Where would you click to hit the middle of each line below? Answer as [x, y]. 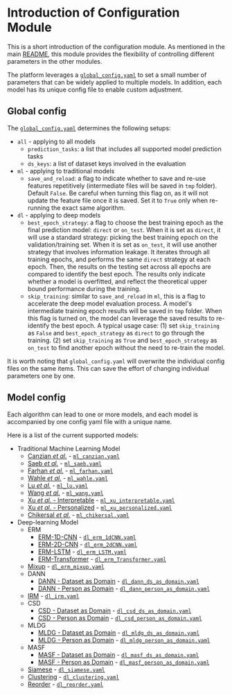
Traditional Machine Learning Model [69, 448]
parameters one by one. [42, 376]
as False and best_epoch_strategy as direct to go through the [116, 333]
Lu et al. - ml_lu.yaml [58, 485]
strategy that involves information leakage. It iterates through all [118, 252]
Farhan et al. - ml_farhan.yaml [70, 470]
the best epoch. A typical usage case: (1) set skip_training [135, 325]
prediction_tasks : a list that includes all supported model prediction [124, 149]
